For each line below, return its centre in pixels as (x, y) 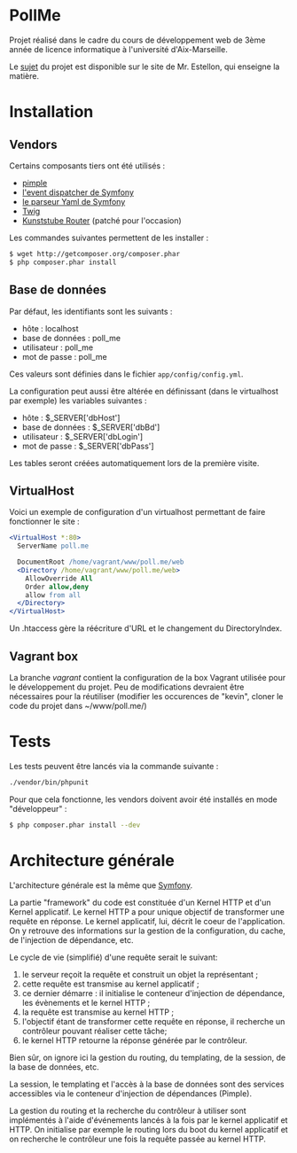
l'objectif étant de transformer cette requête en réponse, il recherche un (153, 1021)
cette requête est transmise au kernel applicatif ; (110, 984)
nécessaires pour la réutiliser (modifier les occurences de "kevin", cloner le (146, 696)
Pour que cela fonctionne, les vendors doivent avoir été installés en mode (143, 799)
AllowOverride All (59, 578)
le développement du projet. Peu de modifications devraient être (127, 687)
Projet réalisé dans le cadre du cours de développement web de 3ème (137, 40)
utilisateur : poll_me (58, 347)
